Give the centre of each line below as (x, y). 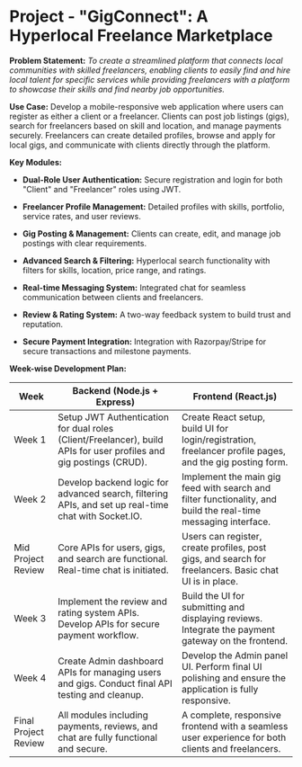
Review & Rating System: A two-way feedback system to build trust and (156, 314)
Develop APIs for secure (109, 624)
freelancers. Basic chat (230, 570)
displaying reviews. (222, 618)
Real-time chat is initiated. (113, 570)
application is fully (220, 689)
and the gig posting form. (235, 462)
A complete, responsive (231, 715)
